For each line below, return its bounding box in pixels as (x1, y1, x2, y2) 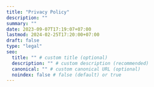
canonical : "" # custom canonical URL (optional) (12, 66, 141, 72)
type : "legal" (6, 43, 43, 50)
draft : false (6, 37, 40, 43)
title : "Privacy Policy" (6, 9, 70, 15)
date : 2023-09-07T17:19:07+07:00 (6, 26, 92, 32)
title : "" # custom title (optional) (12, 55, 108, 61)
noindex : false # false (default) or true (12, 72, 122, 78)
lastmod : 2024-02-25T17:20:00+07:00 (6, 32, 100, 38)
